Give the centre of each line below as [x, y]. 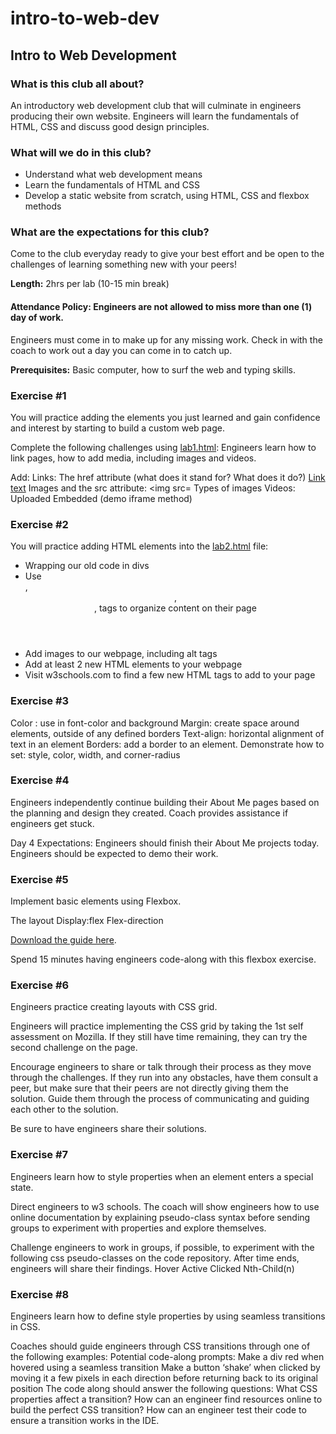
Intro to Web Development [93, 55]
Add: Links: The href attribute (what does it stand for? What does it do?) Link [168, 477]
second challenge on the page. [74, 1048]
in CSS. [25, 1327]
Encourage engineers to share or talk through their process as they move [161, 1067]
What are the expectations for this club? [110, 232]
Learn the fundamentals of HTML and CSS [112, 185]
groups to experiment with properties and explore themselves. [138, 1228]
